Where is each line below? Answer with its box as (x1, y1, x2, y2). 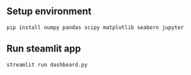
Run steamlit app (6, 43, 81, 55)
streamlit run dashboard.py (6, 61, 88, 68)
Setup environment (6, 6, 92, 17)
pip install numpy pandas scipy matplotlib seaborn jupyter (6, 24, 185, 31)
